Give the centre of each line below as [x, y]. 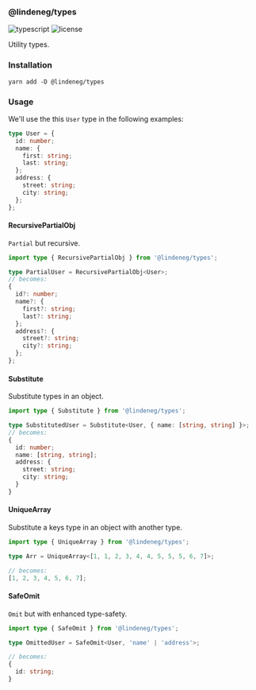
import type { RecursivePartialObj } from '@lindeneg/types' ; [113, 258]
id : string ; [35, 672]
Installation [31, 65]
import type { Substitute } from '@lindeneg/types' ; [97, 411]
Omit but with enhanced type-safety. [68, 614]
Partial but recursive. [44, 243]
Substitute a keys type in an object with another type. [95, 527]
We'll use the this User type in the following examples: [96, 118]
